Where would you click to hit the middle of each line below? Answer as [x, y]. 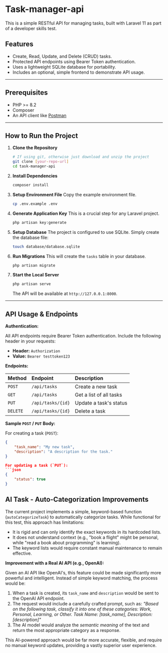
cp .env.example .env [35, 204]
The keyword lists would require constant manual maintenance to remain [87, 548]
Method [17, 378]
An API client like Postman [39, 115]
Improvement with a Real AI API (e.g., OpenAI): [54, 563]
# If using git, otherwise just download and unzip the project [81, 157]
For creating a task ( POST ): [32, 433]
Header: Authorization [36, 351]
